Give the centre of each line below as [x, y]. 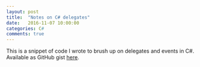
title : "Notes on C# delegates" [48, 17]
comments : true [25, 34]
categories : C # [25, 28]
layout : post [23, 12]
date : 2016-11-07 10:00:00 [43, 23]
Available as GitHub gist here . [43, 57]
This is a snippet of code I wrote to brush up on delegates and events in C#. [100, 51]
